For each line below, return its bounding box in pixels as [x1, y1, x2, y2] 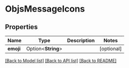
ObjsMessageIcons [5, 3, 85, 15]
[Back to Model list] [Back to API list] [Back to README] [5, 58, 117, 64]
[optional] [99, 45, 122, 52]
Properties [5, 23, 38, 31]
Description [67, 37, 95, 44]
